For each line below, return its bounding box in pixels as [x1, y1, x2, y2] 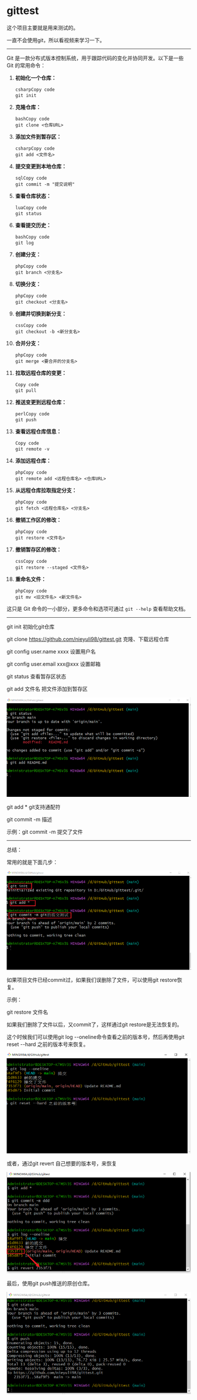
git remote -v [15, 446, 50, 452]
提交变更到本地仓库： [15, 163, 67, 170]
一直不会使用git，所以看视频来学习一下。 [6, 36, 105, 43]
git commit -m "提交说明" [15, 181, 75, 187]
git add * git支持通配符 [6, 803, 61, 810]
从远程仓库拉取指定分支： [15, 487, 77, 494]
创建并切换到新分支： [15, 310, 67, 317]
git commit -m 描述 [6, 816, 52, 823]
